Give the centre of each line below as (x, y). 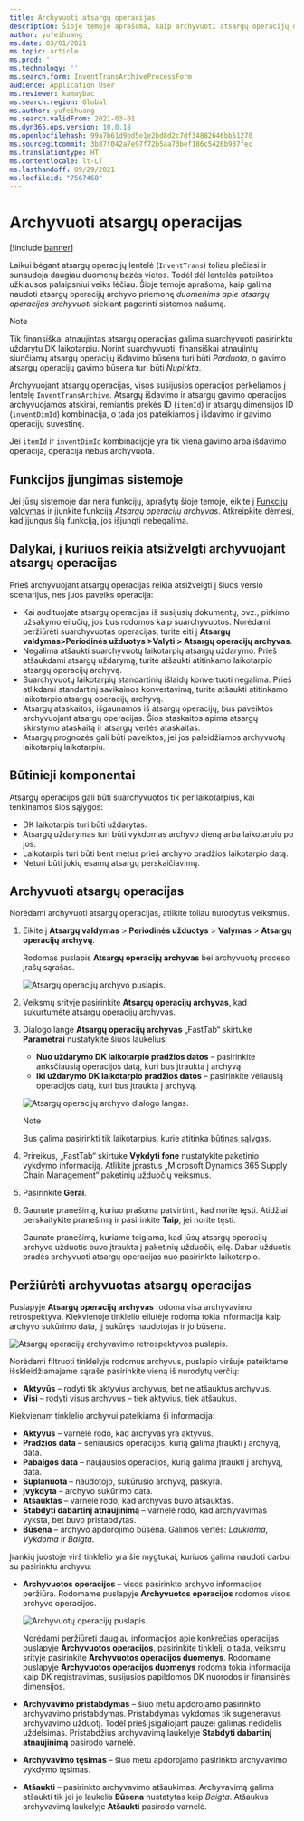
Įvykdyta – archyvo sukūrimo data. (88, 1491)
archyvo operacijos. (59, 1604)
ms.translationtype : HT (54, 152)
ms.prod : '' (32, 60)
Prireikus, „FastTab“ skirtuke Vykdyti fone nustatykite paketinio (141, 1156)
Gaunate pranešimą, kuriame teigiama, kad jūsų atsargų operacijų (145, 1238)
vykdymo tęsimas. (57, 1770)
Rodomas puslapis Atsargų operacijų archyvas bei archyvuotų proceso (156, 958)
